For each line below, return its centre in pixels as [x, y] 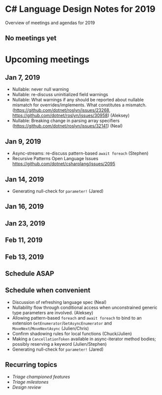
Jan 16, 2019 [25, 207]
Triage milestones [30, 382]
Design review [27, 387]
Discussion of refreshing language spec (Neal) [59, 302]
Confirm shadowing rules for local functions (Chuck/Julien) [72, 333]
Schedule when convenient [48, 290]
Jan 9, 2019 [23, 141]
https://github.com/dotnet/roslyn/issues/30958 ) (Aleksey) [71, 115]
